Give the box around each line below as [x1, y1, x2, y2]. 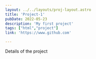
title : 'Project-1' [5, 12, 45, 17]
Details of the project [5, 48, 48, 54]
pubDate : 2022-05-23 [5, 16, 48, 21]
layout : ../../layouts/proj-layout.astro [5, 7, 92, 12]
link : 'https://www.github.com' [5, 30, 71, 35]
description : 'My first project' [5, 21, 74, 26]
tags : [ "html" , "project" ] [5, 26, 58, 31]
